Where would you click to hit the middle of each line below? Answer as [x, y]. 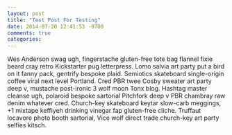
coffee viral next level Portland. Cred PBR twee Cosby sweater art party [109, 81]
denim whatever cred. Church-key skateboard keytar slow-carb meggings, [114, 103]
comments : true [29, 33]
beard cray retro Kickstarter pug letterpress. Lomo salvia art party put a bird [116, 66]
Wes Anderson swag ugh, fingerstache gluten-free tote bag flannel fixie [110, 59]
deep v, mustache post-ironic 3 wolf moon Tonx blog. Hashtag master [107, 89]
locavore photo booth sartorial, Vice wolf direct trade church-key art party [113, 118]
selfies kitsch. [27, 125]
